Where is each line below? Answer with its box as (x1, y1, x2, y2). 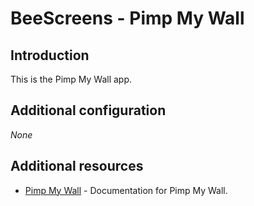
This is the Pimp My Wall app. (10, 73, 133, 85)
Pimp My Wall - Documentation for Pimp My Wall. (24, 184, 228, 196)
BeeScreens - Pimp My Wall (10, 7, 245, 30)
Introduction (10, 47, 90, 64)
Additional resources (10, 158, 144, 175)
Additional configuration (10, 102, 167, 119)
